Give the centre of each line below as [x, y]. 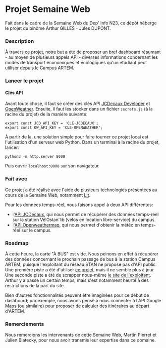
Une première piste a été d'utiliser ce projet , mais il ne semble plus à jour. [80, 269]
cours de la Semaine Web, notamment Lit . [48, 195]
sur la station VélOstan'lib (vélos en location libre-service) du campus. [84, 220]
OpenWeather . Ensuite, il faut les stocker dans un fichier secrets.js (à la [79, 109]
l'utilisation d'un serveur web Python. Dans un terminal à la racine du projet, [83, 142]
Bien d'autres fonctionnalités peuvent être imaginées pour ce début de [77, 295]
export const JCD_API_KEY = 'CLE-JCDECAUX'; [52, 123]
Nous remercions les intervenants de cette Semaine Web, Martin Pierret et [81, 335]
